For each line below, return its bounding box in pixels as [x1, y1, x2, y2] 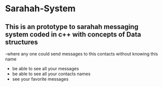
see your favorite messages [12, 76, 69, 82]
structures [5, 38, 38, 46]
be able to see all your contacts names [12, 71, 91, 77]
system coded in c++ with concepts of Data [5, 30, 141, 38]
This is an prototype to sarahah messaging [5, 23, 138, 31]
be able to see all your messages [12, 66, 80, 71]
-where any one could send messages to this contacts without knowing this [5, 51, 158, 57]
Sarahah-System [5, 3, 76, 14]
